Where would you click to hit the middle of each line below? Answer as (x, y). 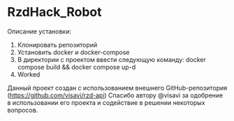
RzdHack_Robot (54, 12)
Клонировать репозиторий (57, 45)
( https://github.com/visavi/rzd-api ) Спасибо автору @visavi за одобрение (115, 95)
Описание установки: (39, 31)
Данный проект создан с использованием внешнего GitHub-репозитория (117, 88)
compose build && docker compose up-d (76, 67)
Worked (29, 74)
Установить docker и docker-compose (73, 52)
